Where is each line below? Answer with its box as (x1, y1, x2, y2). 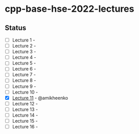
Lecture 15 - (12, 118, 38, 124)
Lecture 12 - (12, 100, 38, 106)
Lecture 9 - (12, 83, 36, 90)
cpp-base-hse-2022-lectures (5, 3, 134, 15)
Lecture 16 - (12, 123, 38, 129)
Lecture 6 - (12, 66, 36, 72)
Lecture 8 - (12, 77, 36, 83)
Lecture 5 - (12, 60, 36, 66)
